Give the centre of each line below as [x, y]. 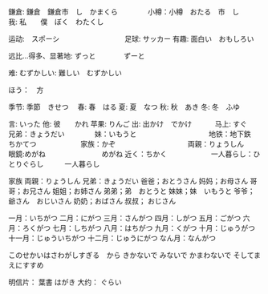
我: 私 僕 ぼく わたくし [56, 22]
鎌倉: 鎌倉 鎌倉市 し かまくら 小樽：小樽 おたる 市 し [124, 12]
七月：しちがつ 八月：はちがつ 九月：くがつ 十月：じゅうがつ [153, 228]
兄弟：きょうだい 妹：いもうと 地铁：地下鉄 [130, 134]
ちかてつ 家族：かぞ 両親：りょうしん [126, 144]
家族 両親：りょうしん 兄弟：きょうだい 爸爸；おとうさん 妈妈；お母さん [128, 181]
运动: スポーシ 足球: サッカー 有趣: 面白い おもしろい [131, 39]
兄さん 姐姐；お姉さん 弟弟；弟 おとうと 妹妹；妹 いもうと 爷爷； [142, 191]
